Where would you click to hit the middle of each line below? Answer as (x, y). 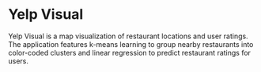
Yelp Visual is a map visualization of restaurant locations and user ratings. (128, 36)
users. (19, 61)
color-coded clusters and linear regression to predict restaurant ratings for (130, 52)
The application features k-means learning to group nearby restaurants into (131, 44)
